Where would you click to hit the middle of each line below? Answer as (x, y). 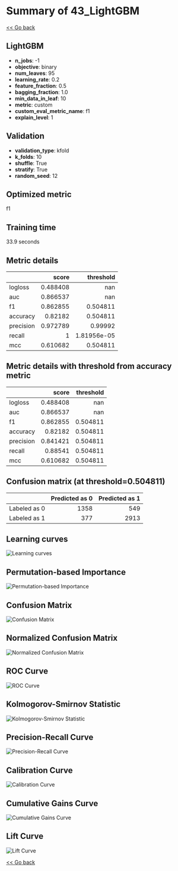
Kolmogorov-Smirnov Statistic (63, 704)
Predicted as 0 (72, 498)
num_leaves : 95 (35, 73)
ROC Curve (27, 671)
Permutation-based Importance (66, 572)
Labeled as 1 (27, 518)
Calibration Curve (39, 770)
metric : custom (34, 105)
